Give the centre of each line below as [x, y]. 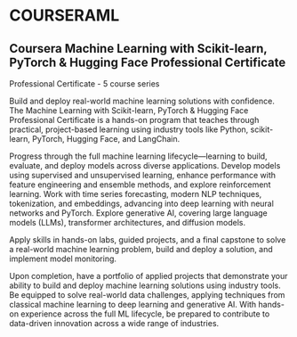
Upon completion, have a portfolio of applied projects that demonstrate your [148, 276]
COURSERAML [64, 16]
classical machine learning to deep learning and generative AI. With [133, 304]
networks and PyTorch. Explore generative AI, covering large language [139, 213]
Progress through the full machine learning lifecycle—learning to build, [139, 156]
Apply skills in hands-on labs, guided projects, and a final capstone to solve [148, 240]
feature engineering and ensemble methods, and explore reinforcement [140, 185]
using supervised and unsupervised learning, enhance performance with [143, 175]
